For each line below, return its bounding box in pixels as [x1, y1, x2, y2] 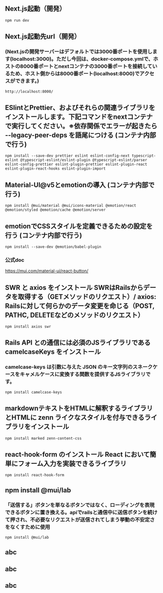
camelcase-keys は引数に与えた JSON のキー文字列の [5, 364, 133, 371]
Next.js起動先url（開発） [5, 32, 81, 41]
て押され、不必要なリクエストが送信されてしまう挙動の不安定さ [5, 516, 155, 523]
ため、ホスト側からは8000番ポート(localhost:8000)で [10, 70, 140, 77]
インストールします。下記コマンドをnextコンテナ [5, 112, 153, 121]
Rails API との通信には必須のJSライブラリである [5, 339, 151, 347]
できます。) [15, 78, 39, 85]
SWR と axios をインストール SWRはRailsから [5, 283, 143, 292]
